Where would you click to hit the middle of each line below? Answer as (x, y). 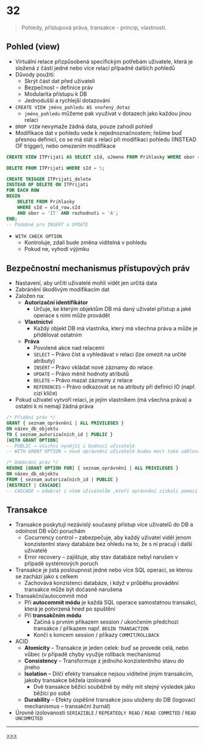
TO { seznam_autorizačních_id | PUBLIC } (60, 434)
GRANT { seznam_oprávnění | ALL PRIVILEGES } (65, 423)
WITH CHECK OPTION (38, 237)
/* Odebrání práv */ (33, 463)
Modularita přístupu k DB (56, 94)
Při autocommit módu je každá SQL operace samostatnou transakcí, (110, 603)
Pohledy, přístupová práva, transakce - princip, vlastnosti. (94, 27)
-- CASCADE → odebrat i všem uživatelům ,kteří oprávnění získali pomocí (102, 491)
